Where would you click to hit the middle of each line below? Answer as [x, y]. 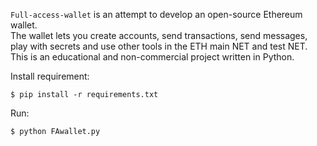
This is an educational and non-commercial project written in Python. [152, 57]
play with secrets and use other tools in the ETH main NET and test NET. [159, 46]
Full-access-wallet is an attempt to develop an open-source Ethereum [156, 14]
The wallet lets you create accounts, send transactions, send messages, [159, 35]
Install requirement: [50, 76]
